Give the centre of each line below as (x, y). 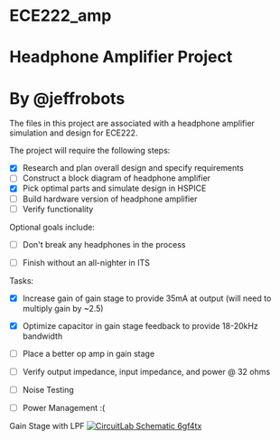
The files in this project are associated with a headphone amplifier (132, 124)
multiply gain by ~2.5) (63, 308)
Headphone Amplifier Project (121, 57)
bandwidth (42, 336)
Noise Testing (48, 390)
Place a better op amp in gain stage (89, 353)
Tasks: (22, 280)
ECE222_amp (61, 16)
